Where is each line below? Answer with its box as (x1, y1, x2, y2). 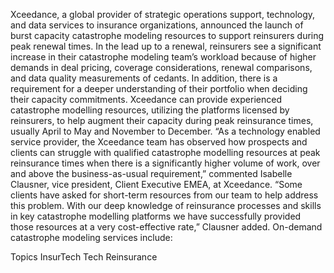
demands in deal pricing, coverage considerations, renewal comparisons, (10, 62, 313, 73)
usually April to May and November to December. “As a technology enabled (10, 125, 321, 137)
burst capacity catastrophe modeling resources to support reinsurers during (10, 30, 325, 41)
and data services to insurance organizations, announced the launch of (10, 19, 304, 31)
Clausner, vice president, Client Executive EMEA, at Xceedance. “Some (10, 179, 303, 190)
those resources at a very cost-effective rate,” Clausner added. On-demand (10, 221, 323, 233)
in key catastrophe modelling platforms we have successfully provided (10, 210, 302, 222)
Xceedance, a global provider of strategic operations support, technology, (10, 9, 316, 20)
